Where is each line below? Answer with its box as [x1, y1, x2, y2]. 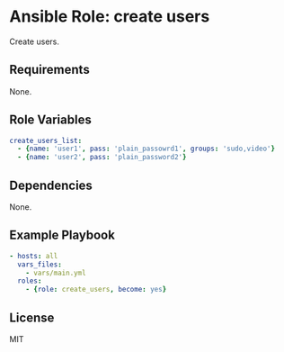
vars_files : [17, 259, 63, 269]
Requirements [9, 62, 90, 77]
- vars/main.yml [25, 268, 87, 277]
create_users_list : [9, 136, 83, 145]
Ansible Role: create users [9, 6, 210, 27]
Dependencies [9, 177, 93, 193]
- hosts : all [9, 251, 58, 260]
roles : [17, 276, 42, 285]
